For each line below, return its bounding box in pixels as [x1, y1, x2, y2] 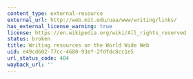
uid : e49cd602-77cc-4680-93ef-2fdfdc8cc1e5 [7, 49, 134, 56]
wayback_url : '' [7, 61, 54, 68]
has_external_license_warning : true [7, 23, 112, 30]
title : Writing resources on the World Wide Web [7, 42, 150, 49]
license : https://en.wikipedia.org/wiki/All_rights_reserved [7, 29, 187, 36]
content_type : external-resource [7, 10, 103, 17]
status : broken [7, 36, 51, 43]
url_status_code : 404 [7, 55, 70, 62]
